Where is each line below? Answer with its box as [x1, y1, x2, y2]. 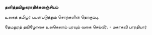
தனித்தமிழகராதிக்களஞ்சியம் [4, 4, 59, 10]
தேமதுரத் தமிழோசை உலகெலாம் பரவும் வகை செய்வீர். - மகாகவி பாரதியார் [4, 24, 147, 30]
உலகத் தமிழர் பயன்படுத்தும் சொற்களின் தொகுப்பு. [4, 14, 99, 20]
